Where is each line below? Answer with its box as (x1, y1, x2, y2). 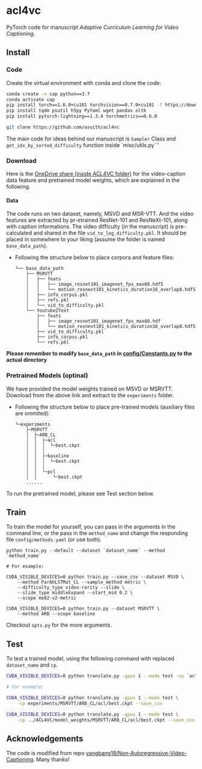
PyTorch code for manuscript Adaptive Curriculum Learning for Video (6, 24, 179, 31)
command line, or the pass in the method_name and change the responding (6, 530, 188, 537)
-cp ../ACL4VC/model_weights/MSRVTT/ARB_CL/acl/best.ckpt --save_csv (17, 717, 195, 723)
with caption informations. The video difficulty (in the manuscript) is (6, 223, 174, 230)
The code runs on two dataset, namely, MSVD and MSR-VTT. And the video (6, 210, 194, 218)
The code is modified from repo (6, 750, 85, 757)
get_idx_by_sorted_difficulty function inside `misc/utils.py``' (6, 141, 159, 148)
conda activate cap (6, 96, 55, 102)
